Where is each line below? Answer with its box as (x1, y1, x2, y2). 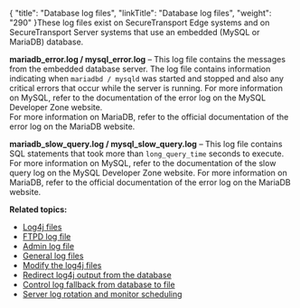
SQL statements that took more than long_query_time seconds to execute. (9, 148, 285, 159)
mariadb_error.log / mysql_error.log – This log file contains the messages (9, 54, 286, 64)
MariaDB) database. (9, 36, 84, 47)
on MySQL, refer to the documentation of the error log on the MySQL (9, 92, 267, 103)
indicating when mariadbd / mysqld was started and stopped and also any (9, 73, 285, 84)
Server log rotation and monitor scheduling (22, 289, 183, 299)
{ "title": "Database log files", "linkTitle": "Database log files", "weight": (9, 8, 272, 18)
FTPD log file (22, 231, 71, 242)
